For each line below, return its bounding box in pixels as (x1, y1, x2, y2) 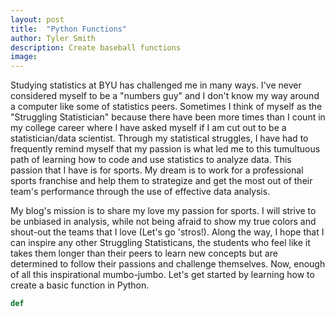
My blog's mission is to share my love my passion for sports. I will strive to (10, 205, 317, 217)
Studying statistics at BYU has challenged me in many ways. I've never (10, 79, 302, 91)
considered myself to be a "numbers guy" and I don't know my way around (10, 90, 320, 102)
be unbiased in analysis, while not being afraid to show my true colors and (10, 216, 317, 228)
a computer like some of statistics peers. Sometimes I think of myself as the (10, 101, 323, 113)
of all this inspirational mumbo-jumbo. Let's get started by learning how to (10, 269, 315, 281)
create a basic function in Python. (10, 279, 150, 291)
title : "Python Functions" (10, 24, 128, 34)
